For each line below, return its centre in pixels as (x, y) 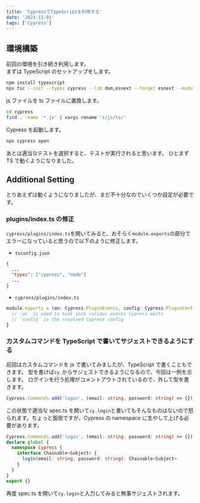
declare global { (28, 442)
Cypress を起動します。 (35, 130)
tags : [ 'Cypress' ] (29, 23)
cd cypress (20, 112)
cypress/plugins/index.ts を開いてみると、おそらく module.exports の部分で (99, 233)
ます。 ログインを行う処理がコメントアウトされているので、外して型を (98, 379)
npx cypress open (28, 141)
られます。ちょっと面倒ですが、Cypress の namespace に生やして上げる (95, 418)
